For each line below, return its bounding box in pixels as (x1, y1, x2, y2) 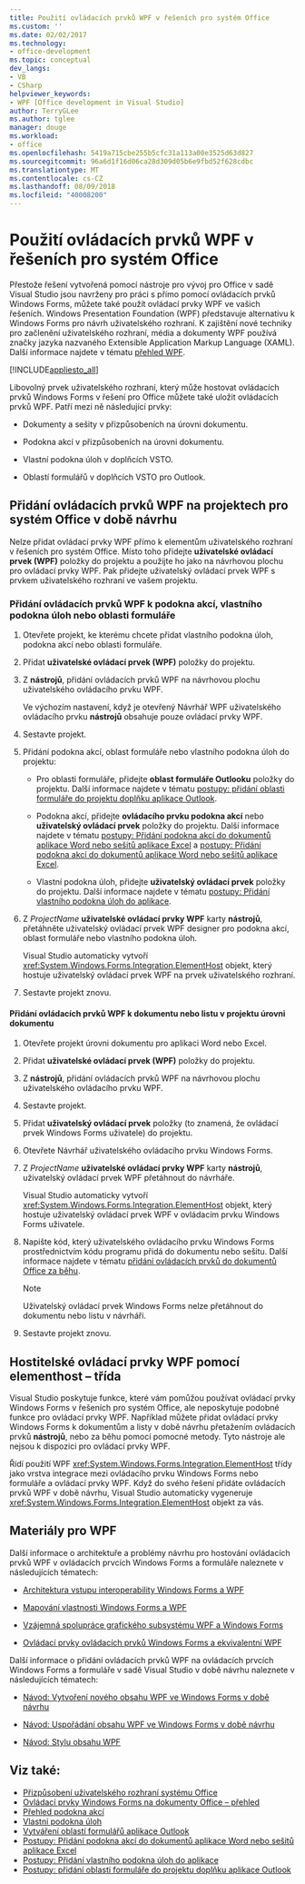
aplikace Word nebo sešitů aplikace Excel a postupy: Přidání (35, 839, 261, 850)
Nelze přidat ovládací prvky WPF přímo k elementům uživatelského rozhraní (9, 536, 293, 547)
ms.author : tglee (9, 114, 75, 124)
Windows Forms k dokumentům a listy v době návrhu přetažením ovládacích (9, 1422, 296, 1433)
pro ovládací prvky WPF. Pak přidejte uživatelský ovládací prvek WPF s (9, 565, 276, 576)
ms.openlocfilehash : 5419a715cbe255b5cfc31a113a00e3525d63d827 (9, 148, 254, 157)
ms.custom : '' (9, 22, 64, 31)
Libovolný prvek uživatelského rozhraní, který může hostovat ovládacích (9, 382, 280, 392)
